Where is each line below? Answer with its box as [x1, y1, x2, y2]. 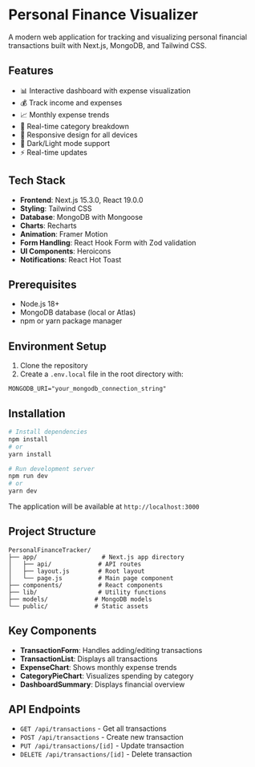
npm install [8, 435, 48, 443]
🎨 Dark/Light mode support [19, 138, 111, 148]
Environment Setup [8, 339, 107, 353]
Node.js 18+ [19, 299, 60, 309]
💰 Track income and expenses [19, 98, 123, 108]
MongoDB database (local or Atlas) [19, 307, 136, 318]
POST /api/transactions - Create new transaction [19, 733, 184, 742]
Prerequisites [8, 278, 77, 291]
